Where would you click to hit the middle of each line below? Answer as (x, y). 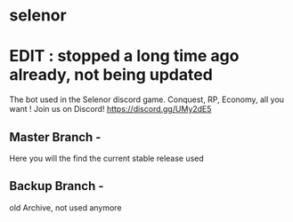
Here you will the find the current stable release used (107, 158)
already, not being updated (111, 75)
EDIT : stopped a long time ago (124, 56)
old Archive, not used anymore (65, 207)
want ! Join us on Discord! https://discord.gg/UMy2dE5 (110, 109)
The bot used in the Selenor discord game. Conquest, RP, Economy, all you (147, 99)
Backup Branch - (57, 186)
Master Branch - (55, 137)
